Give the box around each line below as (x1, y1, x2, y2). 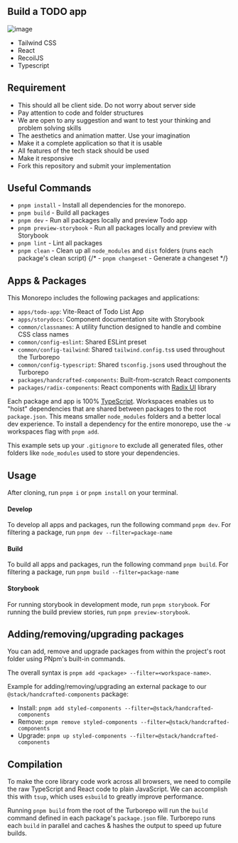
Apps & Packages (7, 275, 87, 287)
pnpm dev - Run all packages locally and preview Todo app (17, 216, 188, 225)
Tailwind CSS (17, 39, 57, 47)
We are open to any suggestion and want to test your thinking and (17, 116, 211, 124)
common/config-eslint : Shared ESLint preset (17, 338, 147, 347)
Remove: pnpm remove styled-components (17, 717, 138, 726)
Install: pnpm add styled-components (17, 704, 122, 712)
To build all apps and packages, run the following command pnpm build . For (7, 560, 229, 569)
